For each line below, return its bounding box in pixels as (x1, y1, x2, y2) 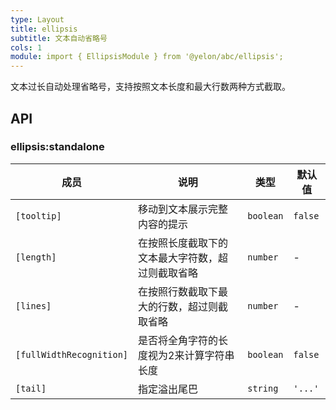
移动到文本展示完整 (138, 202, 229, 216)
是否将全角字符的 (138, 333, 219, 347)
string (247, 382, 279, 394)
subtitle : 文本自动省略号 (10, 33, 108, 43)
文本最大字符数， (138, 251, 219, 265)
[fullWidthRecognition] (15, 349, 129, 360)
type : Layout (10, 14, 65, 25)
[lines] (15, 300, 52, 311)
